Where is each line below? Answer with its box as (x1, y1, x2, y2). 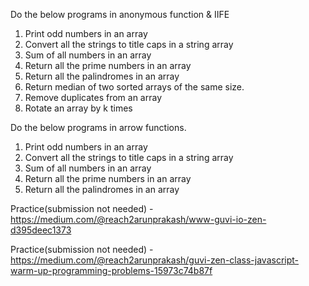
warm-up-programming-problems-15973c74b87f (10, 265, 213, 276)
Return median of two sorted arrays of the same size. (24, 81, 245, 93)
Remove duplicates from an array (24, 92, 163, 103)
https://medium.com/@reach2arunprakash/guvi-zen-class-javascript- (10, 254, 300, 266)
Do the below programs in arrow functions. (10, 122, 187, 133)
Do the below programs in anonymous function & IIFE (10, 9, 230, 20)
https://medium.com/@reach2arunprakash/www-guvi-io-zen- (10, 214, 267, 225)
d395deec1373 (10, 224, 72, 236)
